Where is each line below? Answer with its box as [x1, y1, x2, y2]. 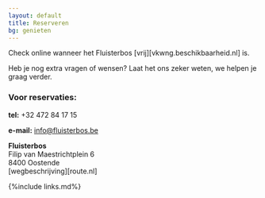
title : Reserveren [8, 19, 69, 27]
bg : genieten [8, 26, 52, 34]
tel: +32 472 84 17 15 [8, 110, 78, 119]
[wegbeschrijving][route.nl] [8, 166, 98, 176]
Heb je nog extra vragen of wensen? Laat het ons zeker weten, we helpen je [8, 64, 257, 73]
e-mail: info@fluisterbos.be [8, 125, 99, 135]
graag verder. [8, 72, 53, 82]
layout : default [8, 11, 62, 20]
